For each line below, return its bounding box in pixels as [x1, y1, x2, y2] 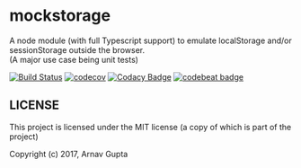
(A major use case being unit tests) [9, 54, 139, 65]
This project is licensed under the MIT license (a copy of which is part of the [9, 121, 292, 132]
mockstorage [9, 5, 111, 26]
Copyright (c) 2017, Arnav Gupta [9, 148, 128, 159]
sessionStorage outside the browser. [9, 44, 146, 55]
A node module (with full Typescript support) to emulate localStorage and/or [9, 35, 292, 46]
